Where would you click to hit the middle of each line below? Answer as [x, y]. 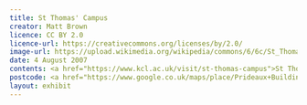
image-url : [30, 52]
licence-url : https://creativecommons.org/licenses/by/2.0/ [127, 43]
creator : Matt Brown [49, 26]
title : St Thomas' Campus [58, 18]
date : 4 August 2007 [49, 60]
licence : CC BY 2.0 [47, 35]
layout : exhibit [40, 86]
